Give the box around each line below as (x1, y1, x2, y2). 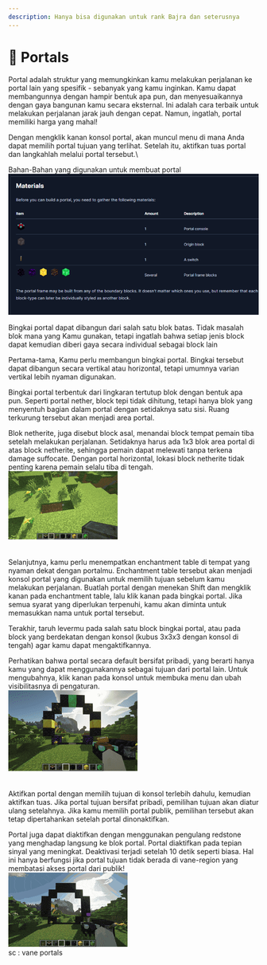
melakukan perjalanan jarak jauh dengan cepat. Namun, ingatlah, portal (8, 108, 242, 118)
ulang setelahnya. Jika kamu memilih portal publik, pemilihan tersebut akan (8, 806, 254, 815)
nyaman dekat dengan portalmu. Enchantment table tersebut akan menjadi (8, 566, 253, 575)
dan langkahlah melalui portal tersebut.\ (8, 149, 138, 159)
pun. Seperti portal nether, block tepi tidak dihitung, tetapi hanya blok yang (8, 395, 253, 406)
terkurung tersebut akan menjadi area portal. (8, 413, 155, 422)
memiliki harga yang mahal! (8, 116, 98, 127)
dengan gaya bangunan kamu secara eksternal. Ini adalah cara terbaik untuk (8, 100, 259, 109)
